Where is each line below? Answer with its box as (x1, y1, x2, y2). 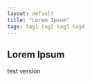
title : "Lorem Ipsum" (7, 17, 70, 24)
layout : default (7, 10, 54, 17)
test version (7, 67, 41, 75)
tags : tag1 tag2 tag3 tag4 (7, 23, 85, 30)
